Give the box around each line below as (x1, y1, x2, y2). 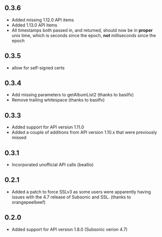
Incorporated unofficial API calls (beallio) (11, 162, 94, 168)
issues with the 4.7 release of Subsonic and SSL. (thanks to (11, 194, 131, 200)
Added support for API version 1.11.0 (11, 124, 84, 130)
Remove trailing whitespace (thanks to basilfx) (11, 97, 105, 103)
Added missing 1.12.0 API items (11, 17, 74, 22)
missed (11, 134, 26, 141)
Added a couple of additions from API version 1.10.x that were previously (11, 129, 157, 135)
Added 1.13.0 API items (11, 22, 58, 28)
